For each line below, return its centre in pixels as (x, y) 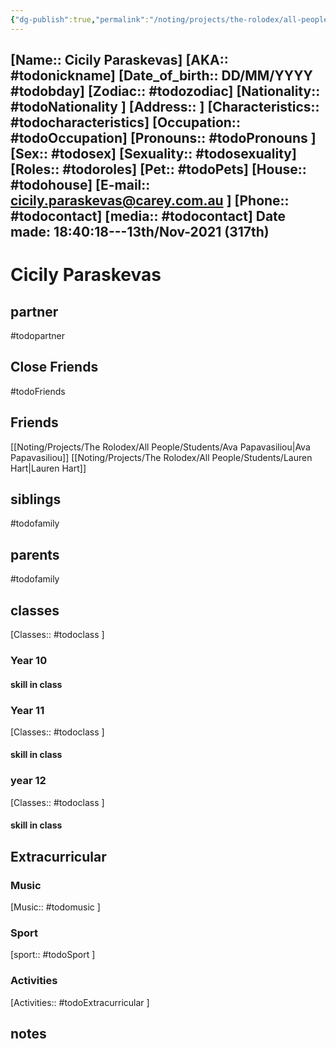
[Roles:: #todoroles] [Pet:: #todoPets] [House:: (158, 169)
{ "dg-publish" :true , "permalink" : (80, 19)
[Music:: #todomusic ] (55, 907)
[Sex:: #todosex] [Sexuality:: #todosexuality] (153, 154)
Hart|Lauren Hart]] (48, 468)
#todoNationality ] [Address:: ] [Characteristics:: (165, 107)
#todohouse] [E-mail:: (80, 185)
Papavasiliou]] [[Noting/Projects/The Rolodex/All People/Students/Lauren (161, 457)
